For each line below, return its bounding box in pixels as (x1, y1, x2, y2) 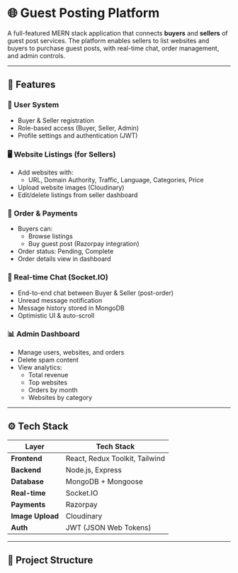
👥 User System (7, 100, 59, 110)
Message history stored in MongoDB (17, 304, 125, 312)
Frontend (11, 453, 42, 463)
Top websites (28, 378, 68, 386)
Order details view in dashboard (17, 255, 111, 263)
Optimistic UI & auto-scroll (17, 311, 95, 320)
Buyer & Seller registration (17, 116, 94, 125)
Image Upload (11, 511, 59, 521)
